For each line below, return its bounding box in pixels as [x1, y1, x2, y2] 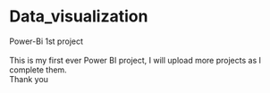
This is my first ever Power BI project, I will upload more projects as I [9, 55, 262, 65]
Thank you [9, 73, 49, 84]
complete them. [9, 64, 67, 75]
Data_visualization [9, 6, 148, 27]
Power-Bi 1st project [9, 36, 83, 46]
